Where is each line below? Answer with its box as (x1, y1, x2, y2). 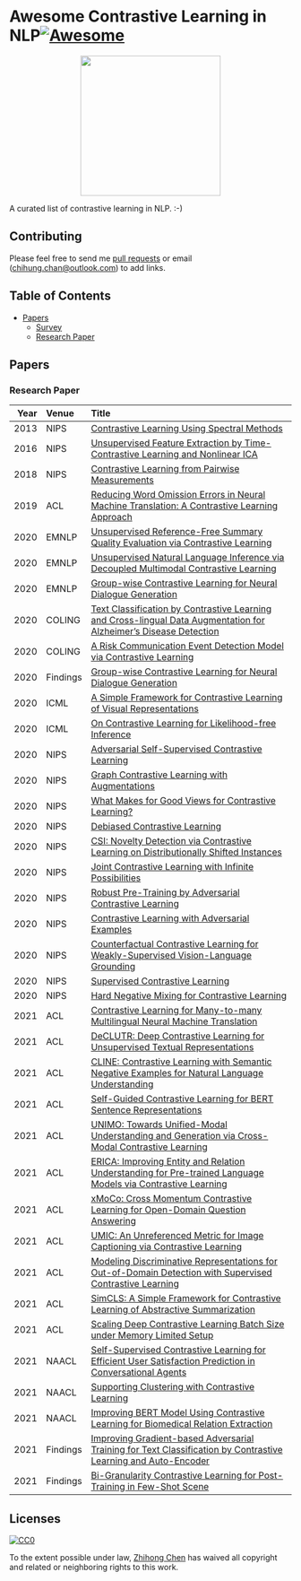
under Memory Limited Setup (90, 1329, 214, 1342)
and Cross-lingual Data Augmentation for (90, 614, 266, 627)
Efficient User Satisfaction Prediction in (90, 1355, 255, 1368)
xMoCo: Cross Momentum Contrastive (90, 1193, 253, 1205)
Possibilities (90, 872, 142, 884)
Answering (90, 1215, 137, 1228)
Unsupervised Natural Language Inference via (90, 552, 285, 564)
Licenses (9, 1511, 61, 1526)
